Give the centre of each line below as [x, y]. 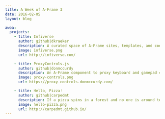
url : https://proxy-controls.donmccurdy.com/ [65, 82]
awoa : [11, 27]
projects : [19, 32]
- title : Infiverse [34, 37]
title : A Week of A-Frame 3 [34, 10]
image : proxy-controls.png [46, 77]
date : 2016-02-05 [23, 14]
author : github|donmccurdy [46, 68]
